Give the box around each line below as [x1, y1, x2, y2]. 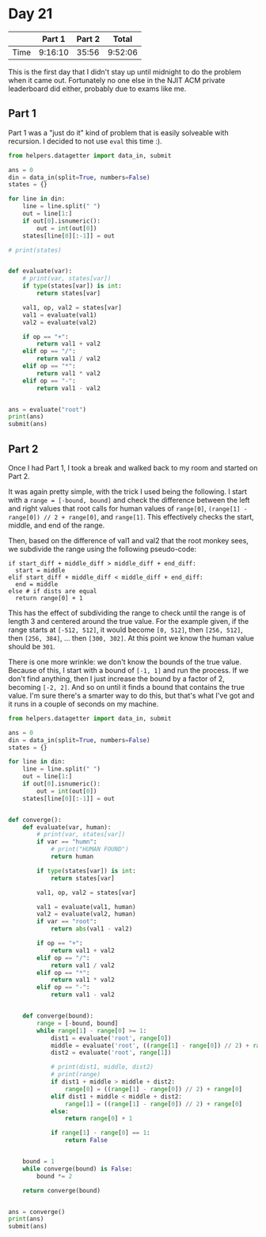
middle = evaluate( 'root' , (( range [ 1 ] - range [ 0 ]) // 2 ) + [50, 1041, 249, 1049]
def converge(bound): [22, 1012, 93, 1020]
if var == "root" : [36, 918, 97, 926]
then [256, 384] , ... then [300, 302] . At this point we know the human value [8, 633, 255, 642]
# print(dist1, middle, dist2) [50, 1063, 154, 1071]
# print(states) [8, 246, 62, 254]
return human [50, 853, 93, 861]
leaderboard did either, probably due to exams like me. [8, 84, 187, 93]
